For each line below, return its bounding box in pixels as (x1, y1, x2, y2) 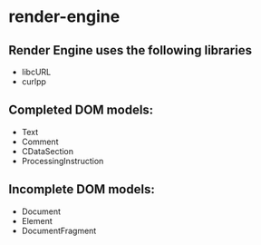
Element (21, 215, 53, 226)
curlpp (21, 76, 47, 87)
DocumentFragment (21, 225, 97, 236)
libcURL (21, 66, 52, 77)
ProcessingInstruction (21, 155, 104, 166)
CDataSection (21, 145, 74, 156)
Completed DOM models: (8, 103, 154, 118)
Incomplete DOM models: (8, 181, 155, 197)
